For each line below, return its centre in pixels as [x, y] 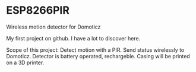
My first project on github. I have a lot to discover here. [73, 38]
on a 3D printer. [25, 62]
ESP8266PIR [38, 10]
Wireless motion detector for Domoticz [53, 27]
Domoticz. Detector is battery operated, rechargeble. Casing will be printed [98, 56]
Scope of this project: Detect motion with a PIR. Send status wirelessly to [95, 50]
